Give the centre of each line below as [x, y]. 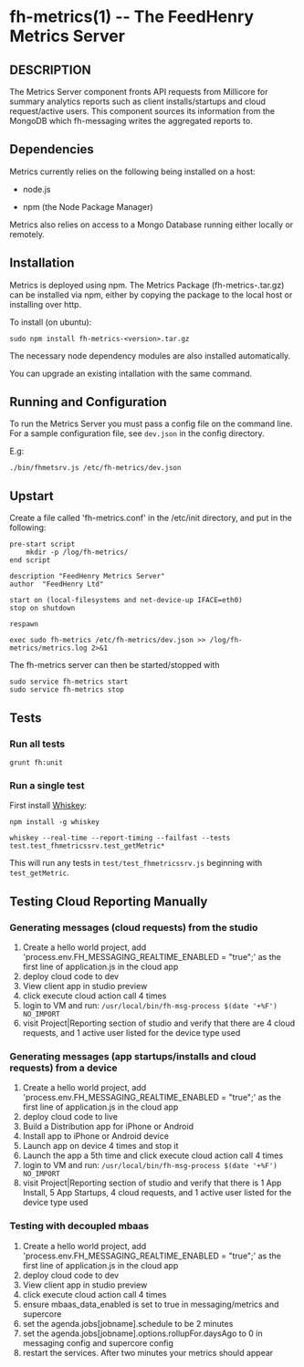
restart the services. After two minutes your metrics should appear [148, 1352]
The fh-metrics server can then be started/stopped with [115, 665]
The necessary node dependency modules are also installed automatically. [150, 355]
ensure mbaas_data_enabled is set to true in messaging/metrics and [151, 1304]
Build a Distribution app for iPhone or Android [108, 1127]
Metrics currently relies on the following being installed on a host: [132, 172]
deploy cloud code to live [70, 1117]
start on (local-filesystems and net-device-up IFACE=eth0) [126, 600]
